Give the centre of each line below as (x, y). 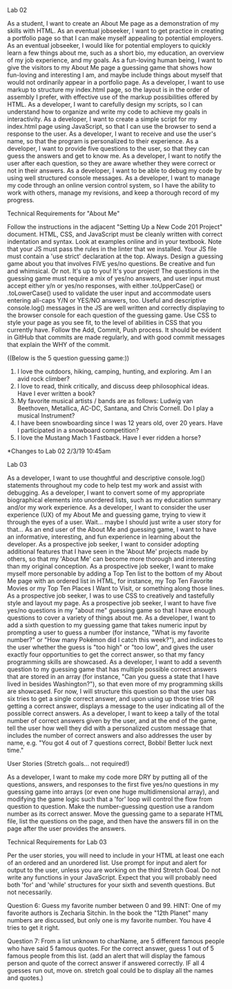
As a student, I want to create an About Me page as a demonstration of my (113, 23)
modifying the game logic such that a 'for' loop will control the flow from (110, 799)
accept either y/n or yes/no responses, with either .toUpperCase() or (105, 286)
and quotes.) (25, 978)
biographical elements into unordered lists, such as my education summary (114, 500)
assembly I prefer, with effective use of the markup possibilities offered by (113, 97)
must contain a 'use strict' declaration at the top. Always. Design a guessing (115, 256)
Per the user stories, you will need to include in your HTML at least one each (116, 855)
